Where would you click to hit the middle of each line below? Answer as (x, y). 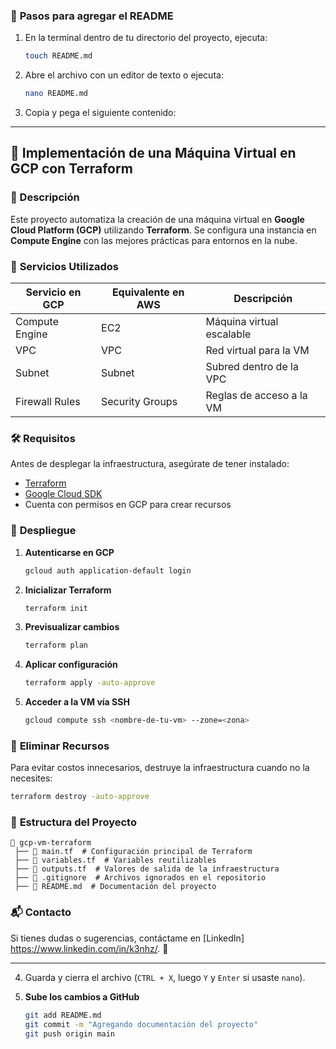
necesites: (31, 778)
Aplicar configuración (71, 665)
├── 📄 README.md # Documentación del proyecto (115, 887)
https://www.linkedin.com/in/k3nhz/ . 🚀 (89, 948)
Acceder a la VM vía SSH (77, 702)
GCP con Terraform (71, 169)
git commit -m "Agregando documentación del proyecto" (141, 1024)
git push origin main (69, 1034)
